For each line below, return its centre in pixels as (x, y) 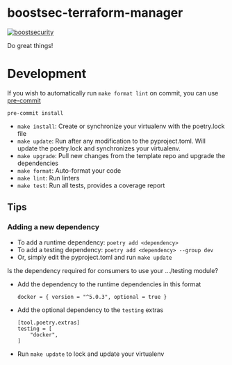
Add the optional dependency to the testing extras (90, 310)
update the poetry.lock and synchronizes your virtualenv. (99, 148)
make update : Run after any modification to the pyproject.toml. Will (111, 141)
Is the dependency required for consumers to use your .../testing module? (113, 270)
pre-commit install (35, 113)
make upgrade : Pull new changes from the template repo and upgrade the (121, 155)
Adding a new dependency (53, 227)
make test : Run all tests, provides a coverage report (91, 185)
